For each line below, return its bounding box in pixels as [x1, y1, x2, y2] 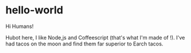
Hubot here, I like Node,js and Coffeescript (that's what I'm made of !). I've [5, 34, 185, 41]
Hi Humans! [5, 23, 34, 30]
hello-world [5, 3, 64, 17]
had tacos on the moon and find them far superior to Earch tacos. [5, 40, 163, 47]
